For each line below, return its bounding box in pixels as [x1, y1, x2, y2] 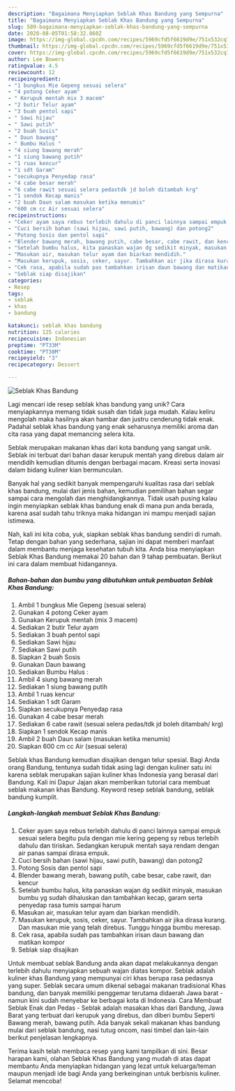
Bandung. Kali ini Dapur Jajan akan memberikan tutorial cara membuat [8, 777, 211, 786]
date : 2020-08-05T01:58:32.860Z [8, 29, 102, 37]
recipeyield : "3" [8, 355, 59, 362]
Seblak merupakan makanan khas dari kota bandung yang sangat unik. [8, 444, 212, 451]
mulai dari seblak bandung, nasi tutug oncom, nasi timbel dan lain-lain [8, 1026, 209, 1034]
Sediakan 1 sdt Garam [17, 697, 81, 705]
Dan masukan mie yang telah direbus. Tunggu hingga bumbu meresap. [17, 923, 222, 931]
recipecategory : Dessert [8, 361, 80, 368]
